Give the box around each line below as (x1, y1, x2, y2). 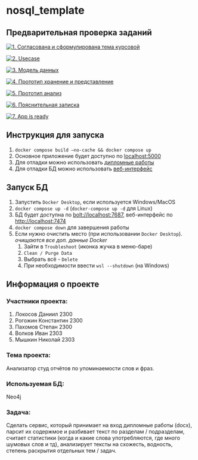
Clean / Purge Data (23, 250, 73, 256)
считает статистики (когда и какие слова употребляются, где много (6, 434, 181, 441)
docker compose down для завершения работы (14, 224, 129, 231)
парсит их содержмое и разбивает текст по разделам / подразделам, (6, 428, 185, 435)
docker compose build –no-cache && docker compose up (14, 147, 151, 153)
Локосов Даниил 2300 (14, 310, 73, 318)
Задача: (6, 408, 31, 416)
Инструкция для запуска (6, 130, 104, 141)
